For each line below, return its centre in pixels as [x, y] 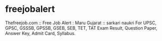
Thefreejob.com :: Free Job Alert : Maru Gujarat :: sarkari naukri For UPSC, [81, 23]
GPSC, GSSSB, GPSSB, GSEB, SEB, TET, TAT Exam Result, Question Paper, [81, 28]
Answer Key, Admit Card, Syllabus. [40, 33]
